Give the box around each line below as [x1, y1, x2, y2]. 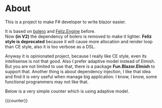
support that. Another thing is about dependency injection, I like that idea [5, 68, 151, 74]
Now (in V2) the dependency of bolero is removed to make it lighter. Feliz [5, 33, 152, 39]
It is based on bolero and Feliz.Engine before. [5, 28, 96, 34]
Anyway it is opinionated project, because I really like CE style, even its [5, 53, 147, 59]
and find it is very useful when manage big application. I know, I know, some [5, 74, 157, 79]
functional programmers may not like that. [5, 78, 89, 85]
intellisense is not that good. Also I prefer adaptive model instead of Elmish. [5, 58, 156, 64]
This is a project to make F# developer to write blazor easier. [5, 19, 126, 25]
